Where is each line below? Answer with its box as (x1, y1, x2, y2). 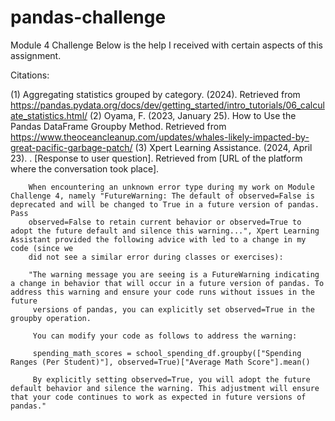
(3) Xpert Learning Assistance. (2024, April (134, 141, 313, 153)
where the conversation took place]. (10, 162, 160, 175)
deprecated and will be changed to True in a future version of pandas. (10, 199, 320, 210)
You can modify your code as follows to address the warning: (32, 331, 298, 341)
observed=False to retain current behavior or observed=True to (28, 217, 302, 227)
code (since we (10, 243, 74, 253)
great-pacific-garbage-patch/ (10, 141, 133, 153)
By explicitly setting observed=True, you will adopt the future (32, 374, 311, 385)
